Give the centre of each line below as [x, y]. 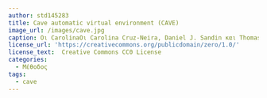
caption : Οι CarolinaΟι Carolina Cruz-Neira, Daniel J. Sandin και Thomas [135, 38]
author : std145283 [39, 15]
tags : [17, 74]
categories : [28, 60]
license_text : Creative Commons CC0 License [85, 52]
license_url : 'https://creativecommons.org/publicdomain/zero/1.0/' [124, 45]
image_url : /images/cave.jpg [56, 30]
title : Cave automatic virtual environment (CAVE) [94, 23]
